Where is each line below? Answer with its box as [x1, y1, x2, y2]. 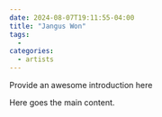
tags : [9, 30, 30, 39]
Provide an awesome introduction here [9, 80, 153, 90]
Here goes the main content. [9, 97, 115, 108]
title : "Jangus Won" [9, 22, 87, 31]
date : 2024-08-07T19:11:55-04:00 [9, 13, 135, 22]
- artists [17, 55, 54, 64]
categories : [9, 47, 54, 56]
